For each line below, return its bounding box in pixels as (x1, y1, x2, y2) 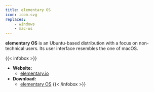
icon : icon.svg (5, 12, 37, 17)
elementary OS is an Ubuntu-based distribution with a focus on (5, 40, 138, 46)
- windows (14, 21, 35, 27)
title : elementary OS (5, 7, 51, 13)
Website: (12, 65, 32, 71)
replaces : (5, 17, 26, 22)
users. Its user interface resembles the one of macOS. (25, 45, 138, 52)
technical (5, 45, 24, 52)
